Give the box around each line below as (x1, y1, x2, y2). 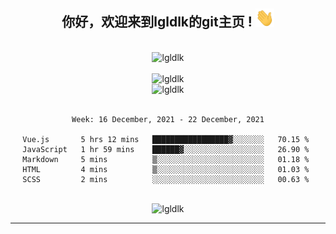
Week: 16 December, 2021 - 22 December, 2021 (71, 114, 265, 124)
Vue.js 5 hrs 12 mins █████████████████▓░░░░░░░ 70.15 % (22, 134, 310, 144)
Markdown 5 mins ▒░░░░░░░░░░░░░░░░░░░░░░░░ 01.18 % (22, 154, 310, 164)
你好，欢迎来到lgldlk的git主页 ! (61, 14, 253, 31)
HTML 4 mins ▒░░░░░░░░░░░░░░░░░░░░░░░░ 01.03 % (22, 164, 310, 174)
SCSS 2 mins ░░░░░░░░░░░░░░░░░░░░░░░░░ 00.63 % (22, 174, 310, 184)
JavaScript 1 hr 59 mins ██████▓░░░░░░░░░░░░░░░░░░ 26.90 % (22, 144, 310, 154)
